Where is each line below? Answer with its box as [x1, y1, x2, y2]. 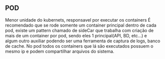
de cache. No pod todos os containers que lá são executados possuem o [5, 43, 154, 49]
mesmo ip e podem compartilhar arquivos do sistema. [5, 48, 115, 54]
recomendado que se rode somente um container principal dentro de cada [5, 22, 157, 28]
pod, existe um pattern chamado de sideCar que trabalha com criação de [5, 27, 154, 33]
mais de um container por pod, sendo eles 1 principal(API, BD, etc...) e [5, 32, 147, 38]
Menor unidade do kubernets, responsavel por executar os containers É [5, 17, 151, 23]
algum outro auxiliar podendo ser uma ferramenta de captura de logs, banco [5, 38, 161, 44]
